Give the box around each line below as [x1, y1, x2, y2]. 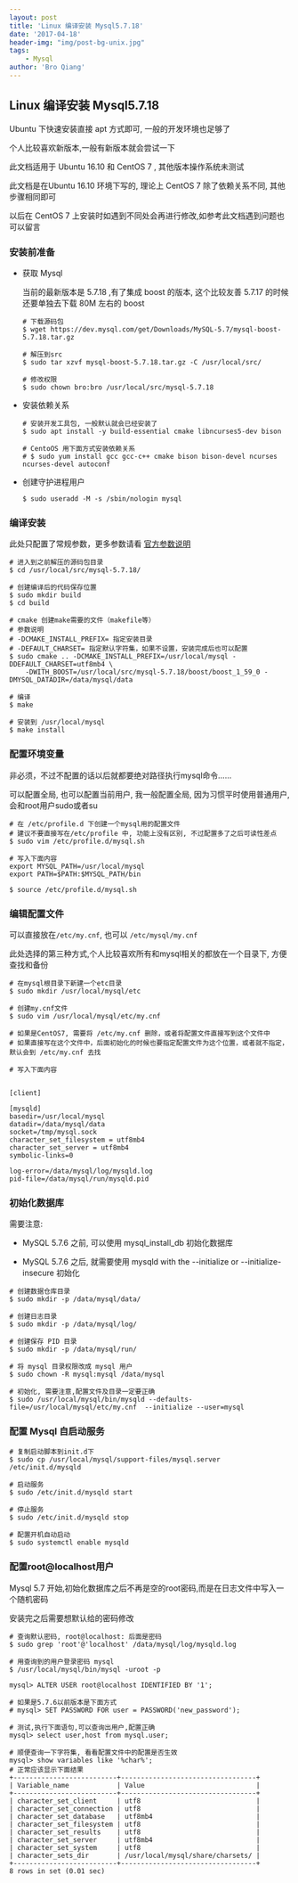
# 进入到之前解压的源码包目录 [9, 558, 104, 567]
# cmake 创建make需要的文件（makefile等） [9, 616, 156, 625]
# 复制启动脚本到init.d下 [9, 1447, 95, 1457]
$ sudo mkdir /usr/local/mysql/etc [9, 987, 141, 995]
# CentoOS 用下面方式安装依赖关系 [21, 444, 136, 453]
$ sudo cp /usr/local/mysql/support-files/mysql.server [9, 1455, 221, 1464]
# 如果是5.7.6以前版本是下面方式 [9, 1698, 117, 1707]
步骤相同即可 [9, 191, 56, 201]
